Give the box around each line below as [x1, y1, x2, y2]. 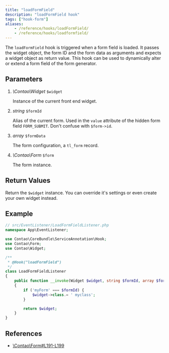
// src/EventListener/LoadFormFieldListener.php [5, 223, 109, 228]
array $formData [12, 133, 46, 139]
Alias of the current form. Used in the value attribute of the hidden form [12, 117, 161, 124]
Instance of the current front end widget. [12, 98, 97, 104]
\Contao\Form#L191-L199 [12, 342, 64, 348]
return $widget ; [23, 306, 57, 311]
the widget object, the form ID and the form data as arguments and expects [5, 50, 161, 56]
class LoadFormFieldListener [5, 269, 66, 274]
